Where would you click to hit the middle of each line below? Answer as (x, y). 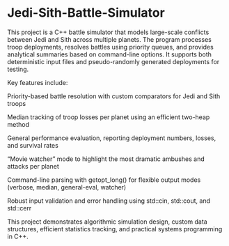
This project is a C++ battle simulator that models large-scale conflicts (108, 32)
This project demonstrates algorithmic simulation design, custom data (107, 222)
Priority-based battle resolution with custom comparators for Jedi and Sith (114, 96)
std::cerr (19, 208)
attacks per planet (33, 166)
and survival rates (33, 145)
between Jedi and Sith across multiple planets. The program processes (110, 39)
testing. (18, 69)
